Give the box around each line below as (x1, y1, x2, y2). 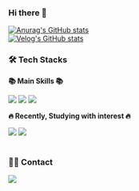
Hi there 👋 (8, 7, 48, 18)
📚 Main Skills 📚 (8, 76, 64, 86)
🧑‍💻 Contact (8, 156, 54, 167)
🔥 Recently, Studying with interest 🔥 (8, 111, 131, 121)
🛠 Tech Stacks (8, 54, 68, 66)
